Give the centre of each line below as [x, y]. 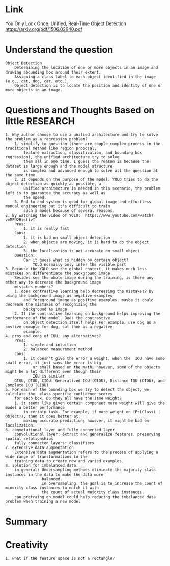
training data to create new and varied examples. [69, 461]
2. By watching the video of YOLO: [43, 215]
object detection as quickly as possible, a [53, 184]
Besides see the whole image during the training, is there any [84, 278]
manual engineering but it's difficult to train [58, 206]
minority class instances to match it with [52, 488]
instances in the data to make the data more [54, 474]
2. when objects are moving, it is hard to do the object [86, 242]
